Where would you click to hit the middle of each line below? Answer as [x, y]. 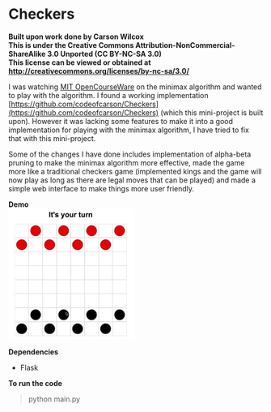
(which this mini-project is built [212, 112]
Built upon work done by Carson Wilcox [76, 36]
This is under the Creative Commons [71, 45]
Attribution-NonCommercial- [185, 45]
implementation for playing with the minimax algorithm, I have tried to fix [129, 130]
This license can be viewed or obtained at [80, 62]
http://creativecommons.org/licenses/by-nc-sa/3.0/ [99, 71]
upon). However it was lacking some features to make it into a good [121, 121]
